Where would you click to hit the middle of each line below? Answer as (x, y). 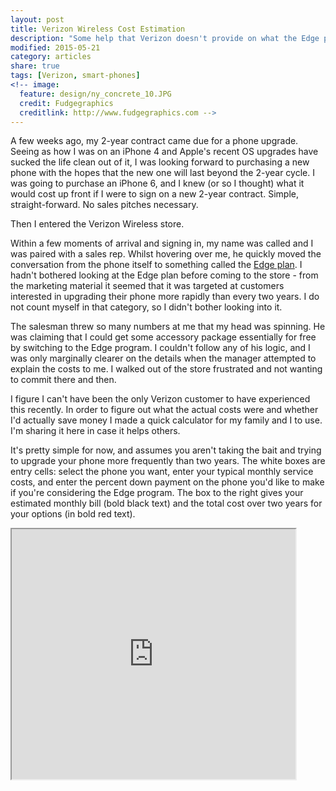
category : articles (51, 57)
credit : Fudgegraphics (66, 103)
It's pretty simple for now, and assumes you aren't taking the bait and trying (166, 450)
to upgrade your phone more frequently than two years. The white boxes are (168, 461)
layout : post (37, 19)
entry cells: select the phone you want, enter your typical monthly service (162, 472)
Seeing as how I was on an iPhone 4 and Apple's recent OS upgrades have (164, 152)
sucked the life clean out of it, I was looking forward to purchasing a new (160, 162)
